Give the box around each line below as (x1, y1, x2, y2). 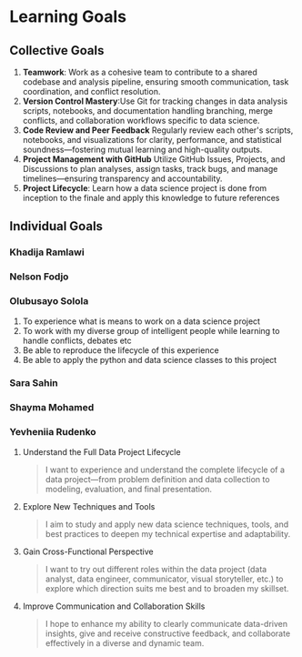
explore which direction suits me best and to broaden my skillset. (45, 582, 289, 593)
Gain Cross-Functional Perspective (22, 546, 154, 557)
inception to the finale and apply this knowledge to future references (22, 193, 280, 203)
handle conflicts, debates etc (22, 335, 132, 346)
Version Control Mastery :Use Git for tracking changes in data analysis (22, 96, 288, 106)
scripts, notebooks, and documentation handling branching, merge (22, 106, 273, 116)
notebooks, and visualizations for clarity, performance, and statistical (22, 135, 282, 145)
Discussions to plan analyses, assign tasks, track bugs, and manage (22, 164, 278, 174)
